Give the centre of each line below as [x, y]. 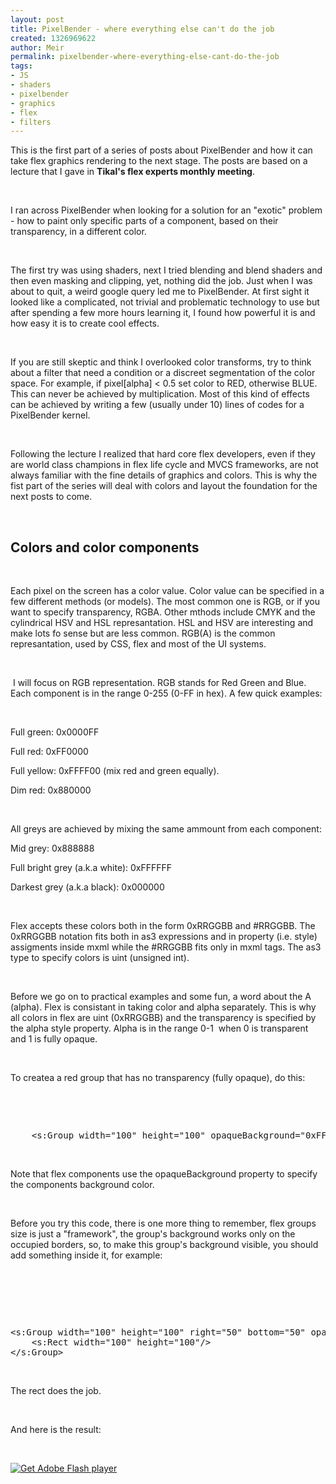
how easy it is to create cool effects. [85, 323]
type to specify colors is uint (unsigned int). [100, 958]
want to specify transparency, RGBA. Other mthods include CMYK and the [163, 612]
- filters [31, 122]
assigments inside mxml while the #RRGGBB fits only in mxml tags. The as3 [166, 947]
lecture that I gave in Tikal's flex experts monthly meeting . [132, 172]
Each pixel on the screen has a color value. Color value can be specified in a [167, 591]
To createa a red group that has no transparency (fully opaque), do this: [158, 1078]
